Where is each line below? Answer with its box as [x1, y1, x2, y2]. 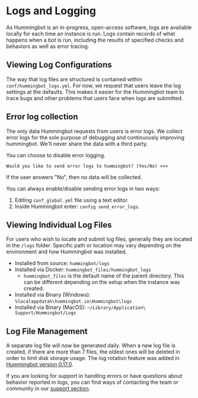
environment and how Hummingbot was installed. [6, 248, 127, 256]
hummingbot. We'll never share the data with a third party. [6, 140, 148, 147]
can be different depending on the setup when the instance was [23, 279, 180, 286]
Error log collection [6, 112, 78, 122]
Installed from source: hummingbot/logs [14, 260, 110, 267]
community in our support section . [6, 385, 91, 392]
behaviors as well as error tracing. [6, 43, 90, 50]
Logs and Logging [6, 4, 97, 18]
